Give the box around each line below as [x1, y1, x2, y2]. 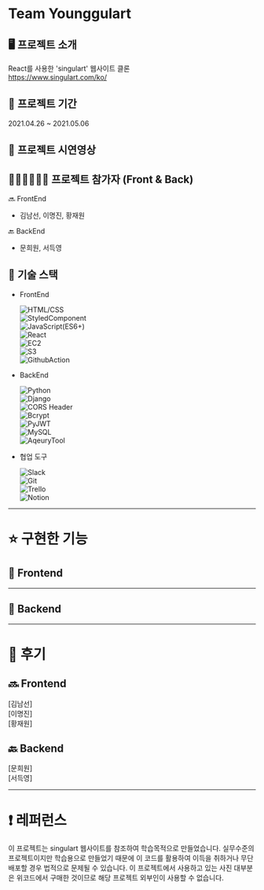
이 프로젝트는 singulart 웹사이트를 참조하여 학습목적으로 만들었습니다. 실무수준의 [8, 844, 255, 853]
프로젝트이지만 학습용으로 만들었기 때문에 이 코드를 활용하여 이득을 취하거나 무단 [8, 854, 254, 863]
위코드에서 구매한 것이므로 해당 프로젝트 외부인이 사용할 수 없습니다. [16, 873, 224, 883]
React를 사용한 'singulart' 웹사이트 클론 [8, 64, 130, 73]
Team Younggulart [8, 5, 132, 23]
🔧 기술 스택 [8, 268, 59, 281]
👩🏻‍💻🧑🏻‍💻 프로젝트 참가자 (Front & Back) [8, 172, 194, 186]
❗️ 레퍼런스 [8, 811, 67, 829]
